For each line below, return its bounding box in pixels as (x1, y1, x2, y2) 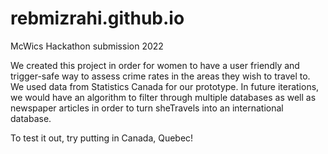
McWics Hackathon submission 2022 (10, 40, 164, 52)
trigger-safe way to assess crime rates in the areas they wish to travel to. (10, 70, 311, 82)
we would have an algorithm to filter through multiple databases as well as (10, 91, 317, 103)
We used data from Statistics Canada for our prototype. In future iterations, (10, 80, 320, 92)
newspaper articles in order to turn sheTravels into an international (10, 102, 284, 114)
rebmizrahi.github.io (10, 7, 185, 30)
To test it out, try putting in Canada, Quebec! (10, 132, 194, 144)
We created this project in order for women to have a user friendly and (10, 59, 300, 71)
